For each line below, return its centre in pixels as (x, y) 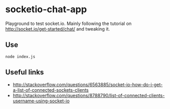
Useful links (25, 72)
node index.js (20, 57)
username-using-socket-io (41, 101)
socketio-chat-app (46, 9)
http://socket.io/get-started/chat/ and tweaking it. (58, 29)
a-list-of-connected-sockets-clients (50, 90)
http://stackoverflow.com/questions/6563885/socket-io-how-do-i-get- (88, 85)
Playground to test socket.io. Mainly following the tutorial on (69, 23)
